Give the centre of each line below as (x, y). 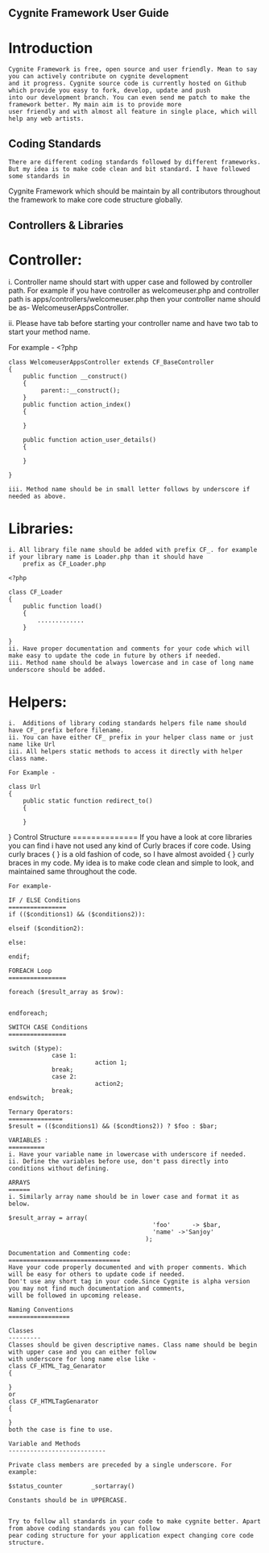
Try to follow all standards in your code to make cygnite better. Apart (135, 1522)
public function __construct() (75, 377)
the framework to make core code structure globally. (95, 200)
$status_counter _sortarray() (72, 1486)
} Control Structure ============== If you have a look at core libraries (130, 837)
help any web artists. (46, 119)
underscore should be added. (57, 670)
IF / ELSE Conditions (45, 900)
